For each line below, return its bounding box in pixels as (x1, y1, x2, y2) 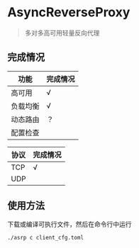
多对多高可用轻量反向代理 (24, 28, 100, 37)
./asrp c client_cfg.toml (7, 234, 84, 241)
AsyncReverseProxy (7, 4, 130, 21)
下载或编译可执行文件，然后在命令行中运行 (7, 220, 132, 228)
